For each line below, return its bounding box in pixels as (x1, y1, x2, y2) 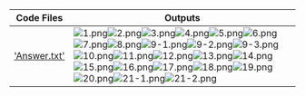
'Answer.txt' (14, 50, 65, 62)
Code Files (15, 12, 64, 24)
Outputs (164, 12, 202, 24)
